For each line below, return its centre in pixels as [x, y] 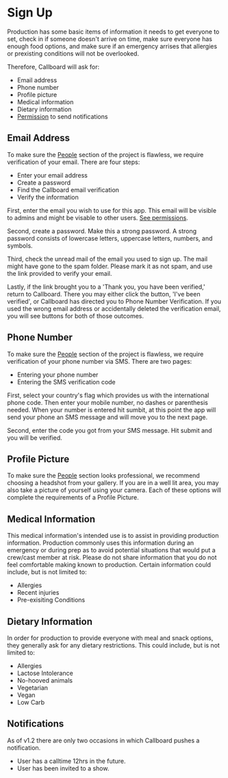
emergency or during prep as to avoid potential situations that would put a [111, 550]
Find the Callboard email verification [68, 189]
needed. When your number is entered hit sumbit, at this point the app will [112, 410]
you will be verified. [35, 438]
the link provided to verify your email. [60, 273]
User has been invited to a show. [63, 768]
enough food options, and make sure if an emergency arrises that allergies [112, 46]
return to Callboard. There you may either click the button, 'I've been [104, 294]
